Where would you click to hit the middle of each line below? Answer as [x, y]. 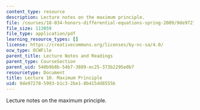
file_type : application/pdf [41, 34]
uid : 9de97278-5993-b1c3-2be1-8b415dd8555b [61, 84]
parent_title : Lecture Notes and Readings [60, 56]
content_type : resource [36, 12]
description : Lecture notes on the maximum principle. [76, 17]
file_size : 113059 [29, 28]
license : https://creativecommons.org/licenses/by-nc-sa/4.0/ [85, 45]
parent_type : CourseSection [41, 61]
